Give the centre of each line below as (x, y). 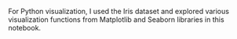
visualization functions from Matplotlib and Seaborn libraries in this (117, 19)
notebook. (25, 28)
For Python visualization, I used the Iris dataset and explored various (119, 11)
